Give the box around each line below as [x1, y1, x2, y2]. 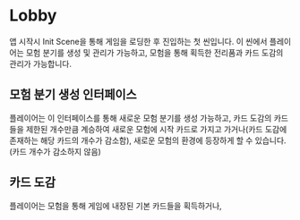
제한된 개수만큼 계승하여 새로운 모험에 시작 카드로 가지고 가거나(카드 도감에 [25, 123, 287, 134]
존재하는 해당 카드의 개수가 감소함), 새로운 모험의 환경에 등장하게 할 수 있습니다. [9, 135, 287, 146]
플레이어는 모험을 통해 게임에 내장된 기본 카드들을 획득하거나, [9, 200, 222, 211]
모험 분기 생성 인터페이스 [9, 87, 137, 103]
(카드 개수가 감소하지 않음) [9, 146, 101, 157]
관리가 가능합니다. [9, 58, 73, 69]
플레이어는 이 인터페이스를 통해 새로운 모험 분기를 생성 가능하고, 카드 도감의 [9, 113, 272, 123]
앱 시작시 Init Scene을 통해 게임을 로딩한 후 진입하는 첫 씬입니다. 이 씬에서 [9, 36, 268, 47]
